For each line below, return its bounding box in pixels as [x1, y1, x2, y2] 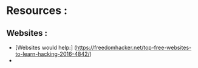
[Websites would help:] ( [15, 44, 77, 51]
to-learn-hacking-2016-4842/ [15, 50, 90, 58]
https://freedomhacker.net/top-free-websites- [75, 44, 192, 51]
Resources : [6, 4, 68, 18]
